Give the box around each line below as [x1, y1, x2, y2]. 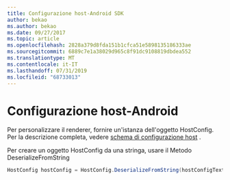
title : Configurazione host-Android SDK [7, 10, 125, 17]
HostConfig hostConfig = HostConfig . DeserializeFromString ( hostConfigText [7, 167, 225, 174]
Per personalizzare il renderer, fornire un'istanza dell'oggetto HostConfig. [7, 126, 214, 134]
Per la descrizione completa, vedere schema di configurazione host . [7, 133, 201, 141]
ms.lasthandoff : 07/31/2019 [7, 67, 88, 74]
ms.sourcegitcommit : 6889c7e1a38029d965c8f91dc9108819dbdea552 [7, 49, 192, 55]
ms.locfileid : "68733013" [7, 73, 81, 81]
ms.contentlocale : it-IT [7, 61, 78, 68]
